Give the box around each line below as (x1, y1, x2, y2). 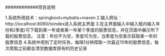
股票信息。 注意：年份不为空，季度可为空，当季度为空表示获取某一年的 (13, 33, 158, 39)
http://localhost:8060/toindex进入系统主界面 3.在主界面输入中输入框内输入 (5, 21, 156, 27)
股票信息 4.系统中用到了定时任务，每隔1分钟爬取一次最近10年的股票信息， (5, 39, 155, 45)
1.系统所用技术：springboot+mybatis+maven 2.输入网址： (5, 15, 122, 21)
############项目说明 (5, 4, 56, 10)
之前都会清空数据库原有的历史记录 (18, 46, 87, 51)
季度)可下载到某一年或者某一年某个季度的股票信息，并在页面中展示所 (15, 27, 155, 33)
